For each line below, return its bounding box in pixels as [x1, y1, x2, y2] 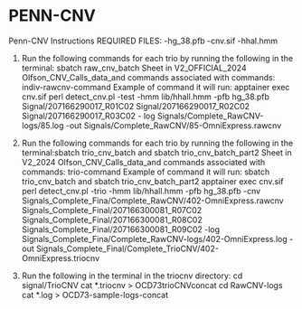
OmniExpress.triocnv [21, 252, 100, 263]
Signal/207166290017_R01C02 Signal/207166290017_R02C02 [21, 100, 250, 111]
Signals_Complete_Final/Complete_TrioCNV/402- [35, 243, 219, 254]
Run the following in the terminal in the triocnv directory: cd [21, 270, 243, 281]
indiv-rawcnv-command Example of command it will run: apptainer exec [21, 81, 290, 92]
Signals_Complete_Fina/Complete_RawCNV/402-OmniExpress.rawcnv [21, 195, 284, 206]
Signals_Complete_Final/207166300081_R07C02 [21, 204, 203, 215]
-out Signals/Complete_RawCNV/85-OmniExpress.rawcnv [65, 119, 282, 131]
